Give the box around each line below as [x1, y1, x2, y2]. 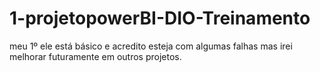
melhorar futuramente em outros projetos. [9, 50, 182, 62]
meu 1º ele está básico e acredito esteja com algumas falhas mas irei [9, 40, 293, 52]
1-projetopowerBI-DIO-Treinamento [9, 7, 311, 30]
